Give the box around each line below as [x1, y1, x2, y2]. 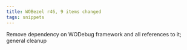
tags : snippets [6, 14, 45, 20]
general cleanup [6, 37, 47, 44]
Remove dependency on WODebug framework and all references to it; [6, 30, 182, 37]
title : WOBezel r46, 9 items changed [6, 8, 102, 15]
